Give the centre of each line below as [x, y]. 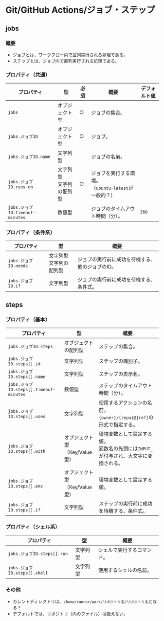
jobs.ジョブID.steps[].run [38, 554]
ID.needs [18, 266]
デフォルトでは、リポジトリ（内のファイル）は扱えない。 [70, 614]
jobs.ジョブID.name [29, 157]
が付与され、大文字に [123, 456]
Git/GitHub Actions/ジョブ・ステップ [80, 10]
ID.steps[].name [27, 377]
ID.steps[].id [24, 364]
